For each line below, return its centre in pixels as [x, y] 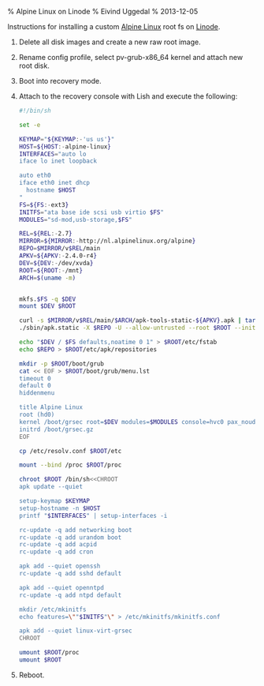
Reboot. [32, 675]
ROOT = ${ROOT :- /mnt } [51, 270]
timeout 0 [35, 378]
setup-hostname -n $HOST [59, 508]
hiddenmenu [37, 393]
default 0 [35, 386]
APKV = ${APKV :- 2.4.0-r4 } [58, 256]
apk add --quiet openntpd [61, 587]
